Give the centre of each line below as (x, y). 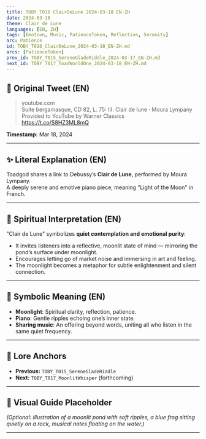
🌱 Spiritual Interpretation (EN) (64, 219)
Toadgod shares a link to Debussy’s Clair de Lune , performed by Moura (97, 174)
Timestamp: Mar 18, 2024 (40, 134)
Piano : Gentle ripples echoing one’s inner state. (75, 318)
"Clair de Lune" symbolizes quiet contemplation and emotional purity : (96, 233)
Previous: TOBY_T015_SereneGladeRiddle (66, 371)
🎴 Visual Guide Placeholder (59, 402)
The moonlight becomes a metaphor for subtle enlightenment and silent (106, 265)
